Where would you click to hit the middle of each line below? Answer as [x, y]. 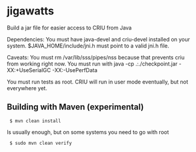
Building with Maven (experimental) [75, 107]
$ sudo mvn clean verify [40, 143]
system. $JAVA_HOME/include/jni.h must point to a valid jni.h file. [88, 46]
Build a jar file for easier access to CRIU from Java [69, 28]
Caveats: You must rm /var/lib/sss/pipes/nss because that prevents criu [96, 57]
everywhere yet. [27, 88]
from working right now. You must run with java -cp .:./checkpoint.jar [92, 64]
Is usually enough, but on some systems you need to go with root [88, 132]
